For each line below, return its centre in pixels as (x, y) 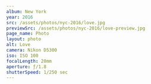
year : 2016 (20, 17)
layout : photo (24, 39)
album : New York (26, 12)
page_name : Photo (28, 34)
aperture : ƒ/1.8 (26, 67)
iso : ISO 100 (22, 56)
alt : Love (19, 45)
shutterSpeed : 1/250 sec (37, 72)
